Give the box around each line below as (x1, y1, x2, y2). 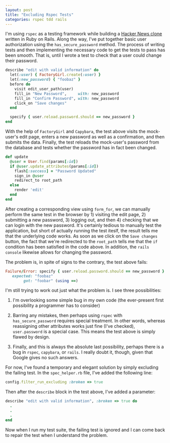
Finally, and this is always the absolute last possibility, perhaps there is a (12, 344, 164, 350)
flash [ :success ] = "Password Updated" (14, 168, 96, 174)
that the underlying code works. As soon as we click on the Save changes (5, 233, 158, 239)
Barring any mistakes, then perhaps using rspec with (12, 313, 123, 319)
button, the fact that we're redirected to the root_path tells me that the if (5, 238, 158, 244)
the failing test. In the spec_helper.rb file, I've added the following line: (5, 370, 153, 376)
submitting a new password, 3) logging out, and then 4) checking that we (5, 217, 159, 223)
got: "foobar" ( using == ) (23, 278, 79, 283)
